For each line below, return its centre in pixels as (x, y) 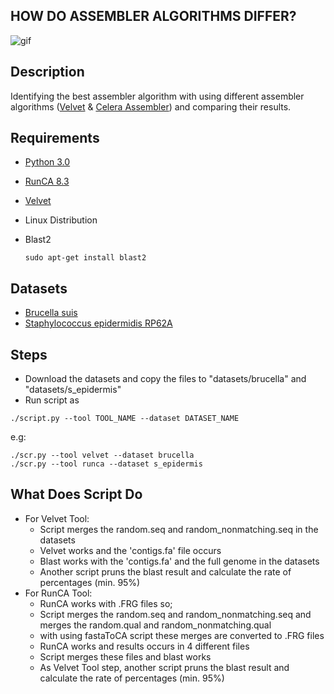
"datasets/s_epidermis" (73, 390)
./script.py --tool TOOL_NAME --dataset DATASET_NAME (125, 419)
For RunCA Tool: (58, 593)
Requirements (55, 138)
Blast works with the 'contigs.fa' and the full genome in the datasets (179, 561)
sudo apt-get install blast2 (85, 258)
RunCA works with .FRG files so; (106, 603)
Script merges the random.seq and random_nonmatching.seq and (175, 614)
